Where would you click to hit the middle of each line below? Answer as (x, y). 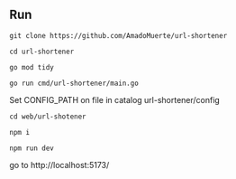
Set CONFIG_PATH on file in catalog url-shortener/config (115, 99)
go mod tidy (32, 67)
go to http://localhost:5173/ (59, 165)
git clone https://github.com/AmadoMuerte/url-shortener (118, 35)
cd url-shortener (42, 52)
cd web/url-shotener (48, 117)
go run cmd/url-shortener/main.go (74, 83)
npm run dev (32, 148)
